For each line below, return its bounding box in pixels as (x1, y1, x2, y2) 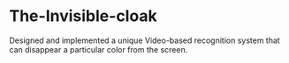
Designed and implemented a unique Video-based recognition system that (9, 35, 280, 45)
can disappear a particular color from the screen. (9, 44, 188, 54)
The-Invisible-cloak (9, 6, 157, 26)
